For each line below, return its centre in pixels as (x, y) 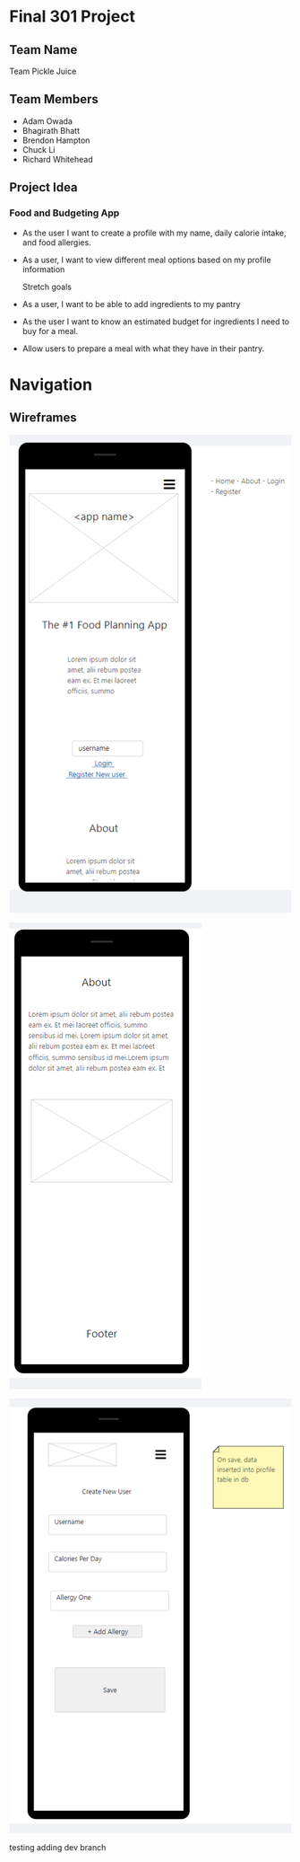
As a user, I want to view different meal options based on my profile (146, 260)
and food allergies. (56, 242)
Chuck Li (39, 149)
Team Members (54, 99)
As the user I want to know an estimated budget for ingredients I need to (156, 322)
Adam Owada (47, 121)
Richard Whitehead (57, 159)
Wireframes (43, 418)
